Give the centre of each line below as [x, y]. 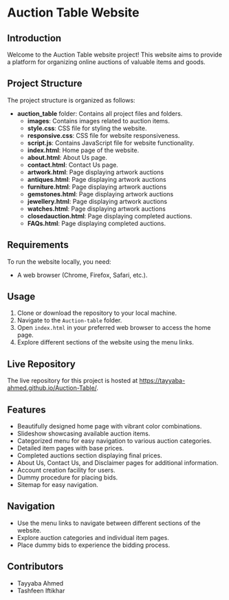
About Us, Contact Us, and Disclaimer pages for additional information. [118, 463]
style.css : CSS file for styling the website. [87, 128]
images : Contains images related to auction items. [99, 121]
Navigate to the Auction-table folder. [69, 320]
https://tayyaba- [162, 381]
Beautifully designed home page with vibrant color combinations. [109, 426]
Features [26, 410]
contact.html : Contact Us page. [73, 165]
